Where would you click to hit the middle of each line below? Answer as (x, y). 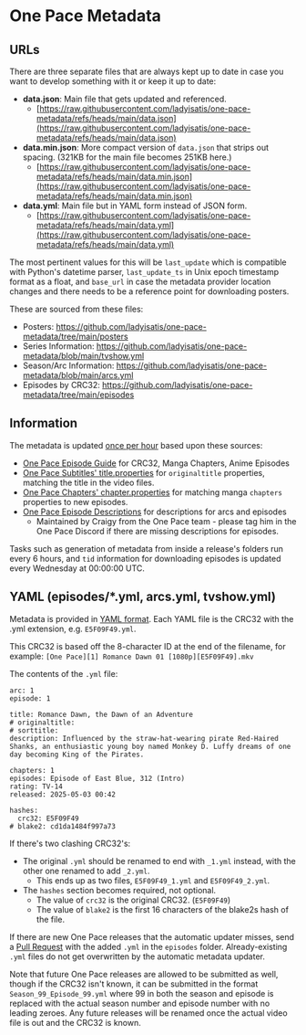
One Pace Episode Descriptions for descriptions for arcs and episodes (154, 512)
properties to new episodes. (75, 502)
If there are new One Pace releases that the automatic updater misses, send (152, 936)
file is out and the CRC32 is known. (75, 1022)
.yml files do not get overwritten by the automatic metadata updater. (138, 956)
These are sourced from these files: (76, 309)
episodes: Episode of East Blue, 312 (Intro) (97, 778)
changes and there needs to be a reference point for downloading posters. (149, 291)
